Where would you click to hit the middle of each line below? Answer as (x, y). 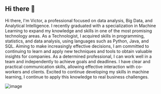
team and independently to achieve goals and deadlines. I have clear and (78, 61)
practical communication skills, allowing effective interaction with (70, 67)
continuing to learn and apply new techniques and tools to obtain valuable (79, 51)
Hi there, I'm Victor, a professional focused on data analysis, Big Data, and (79, 20)
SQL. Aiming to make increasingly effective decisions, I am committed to (77, 46)
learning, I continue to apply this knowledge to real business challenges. (77, 77)
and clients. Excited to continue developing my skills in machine (86, 72)
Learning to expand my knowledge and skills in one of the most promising (79, 31)
